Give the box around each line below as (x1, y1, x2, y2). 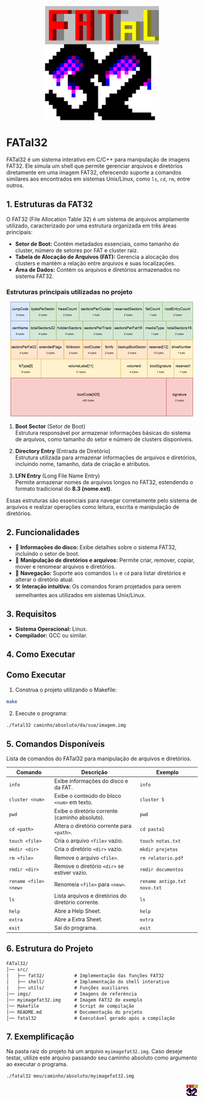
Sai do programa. (54, 924, 97, 932)
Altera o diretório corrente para (54, 822, 132, 830)
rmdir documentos (139, 867, 184, 873)
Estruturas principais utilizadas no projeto (6, 288, 133, 296)
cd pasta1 (139, 826, 165, 833)
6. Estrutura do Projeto (6, 943, 93, 954)
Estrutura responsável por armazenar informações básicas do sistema (15, 429, 191, 437)
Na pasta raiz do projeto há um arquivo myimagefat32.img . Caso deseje (6, 1048, 183, 1055)
